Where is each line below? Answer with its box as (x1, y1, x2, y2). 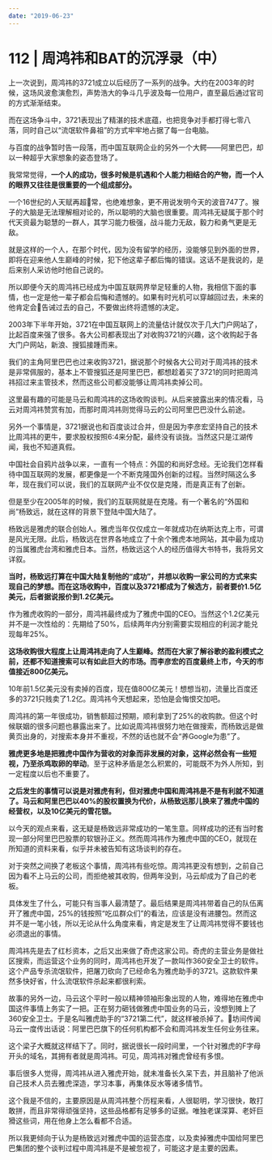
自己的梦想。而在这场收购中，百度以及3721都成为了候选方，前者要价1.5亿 (15, 581, 261, 591)
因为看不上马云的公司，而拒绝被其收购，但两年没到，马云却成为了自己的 (8, 871, 249, 881)
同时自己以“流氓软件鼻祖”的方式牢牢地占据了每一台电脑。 (22, 125, 214, 134)
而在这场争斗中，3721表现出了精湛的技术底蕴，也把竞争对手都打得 (8, 115, 230, 125)
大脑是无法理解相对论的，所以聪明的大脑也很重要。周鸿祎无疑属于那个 (22, 207, 257, 217)
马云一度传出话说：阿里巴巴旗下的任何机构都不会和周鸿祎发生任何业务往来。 (8, 1023, 264, 1033)
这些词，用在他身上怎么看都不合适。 (15, 1115, 136, 1125)
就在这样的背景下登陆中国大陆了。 (47, 507, 161, 516)
